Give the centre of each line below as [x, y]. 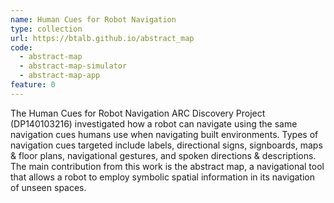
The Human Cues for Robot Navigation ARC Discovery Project [138, 113]
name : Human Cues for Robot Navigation [93, 19]
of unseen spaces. [48, 187]
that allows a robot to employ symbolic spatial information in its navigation [162, 177]
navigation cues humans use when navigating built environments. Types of [164, 134]
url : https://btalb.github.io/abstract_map [102, 38]
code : [21, 47]
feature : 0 [33, 85]
